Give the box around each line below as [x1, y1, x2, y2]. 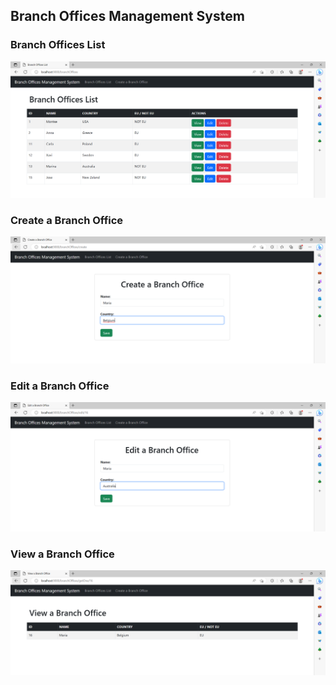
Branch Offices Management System [10, 8, 245, 25]
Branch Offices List [10, 38, 106, 52]
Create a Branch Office [10, 213, 124, 227]
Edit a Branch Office [10, 379, 110, 393]
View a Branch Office [10, 547, 115, 561]
